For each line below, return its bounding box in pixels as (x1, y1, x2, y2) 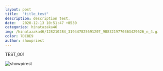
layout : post (5, 7, 32, 12)
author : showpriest (5, 38, 45, 43)
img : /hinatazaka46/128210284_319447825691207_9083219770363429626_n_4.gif (5, 29, 162, 34)
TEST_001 (5, 51, 25, 57)
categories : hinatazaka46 (5, 25, 57, 30)
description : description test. (5, 16, 70, 21)
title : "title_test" (5, 12, 49, 16)
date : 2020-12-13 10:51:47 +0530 (5, 20, 77, 25)
